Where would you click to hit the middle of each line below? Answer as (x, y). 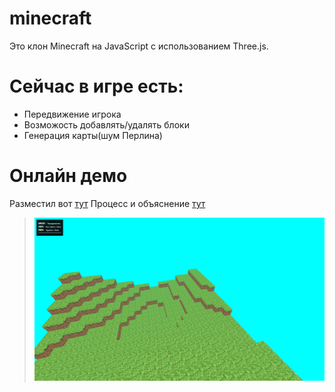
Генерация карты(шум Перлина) (93, 135)
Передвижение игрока (72, 114)
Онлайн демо (68, 176)
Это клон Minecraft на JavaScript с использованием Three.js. (139, 46)
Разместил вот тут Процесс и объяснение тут (107, 203)
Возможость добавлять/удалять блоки (106, 124)
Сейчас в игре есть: (96, 86)
